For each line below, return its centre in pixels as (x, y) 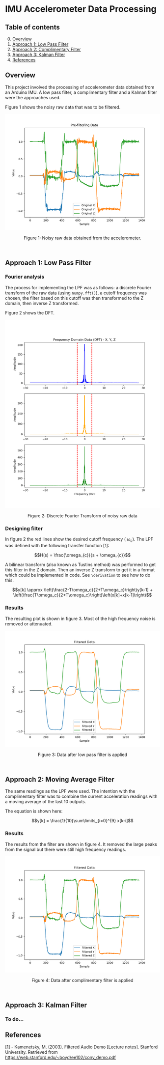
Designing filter (24, 529)
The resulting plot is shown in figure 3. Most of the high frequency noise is (80, 618)
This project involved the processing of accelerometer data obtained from (80, 87)
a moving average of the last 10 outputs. (46, 802)
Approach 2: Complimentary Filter (46, 49)
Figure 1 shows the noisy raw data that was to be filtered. (63, 107)
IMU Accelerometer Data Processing (81, 9)
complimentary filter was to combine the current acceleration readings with (81, 796)
